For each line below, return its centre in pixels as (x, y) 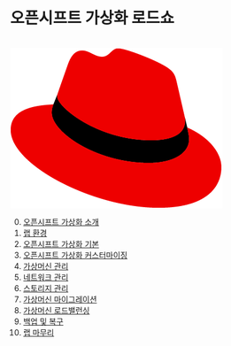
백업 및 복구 (43, 321)
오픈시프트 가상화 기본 (61, 243)
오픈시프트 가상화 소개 (61, 221)
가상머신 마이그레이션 (60, 299)
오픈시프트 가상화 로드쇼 (92, 18)
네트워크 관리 (46, 277)
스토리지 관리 (46, 288)
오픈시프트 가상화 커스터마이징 (75, 255)
